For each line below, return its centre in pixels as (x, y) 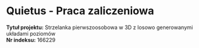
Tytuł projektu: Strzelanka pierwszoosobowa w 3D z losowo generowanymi (99, 27)
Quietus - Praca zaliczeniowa (80, 11)
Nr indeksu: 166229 (31, 40)
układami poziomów (31, 33)
